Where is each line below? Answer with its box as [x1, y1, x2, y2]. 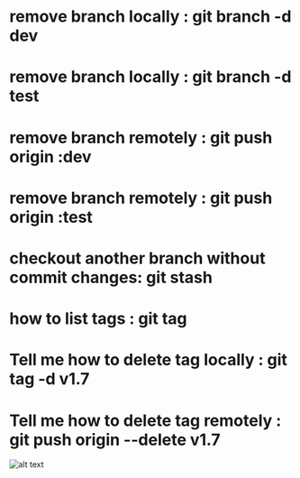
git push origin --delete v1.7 [9, 429, 221, 450]
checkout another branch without [9, 248, 266, 268]
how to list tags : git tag [9, 308, 187, 329]
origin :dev [9, 146, 92, 167]
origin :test [9, 207, 93, 227]
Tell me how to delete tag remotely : [9, 410, 282, 430]
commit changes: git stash [9, 267, 214, 288]
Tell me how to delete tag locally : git [9, 350, 288, 371]
